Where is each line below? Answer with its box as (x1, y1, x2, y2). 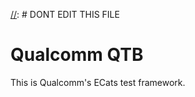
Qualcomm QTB (10, 44, 144, 66)
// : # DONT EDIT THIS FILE (10, 9, 120, 20)
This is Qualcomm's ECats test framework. (10, 76, 186, 88)
